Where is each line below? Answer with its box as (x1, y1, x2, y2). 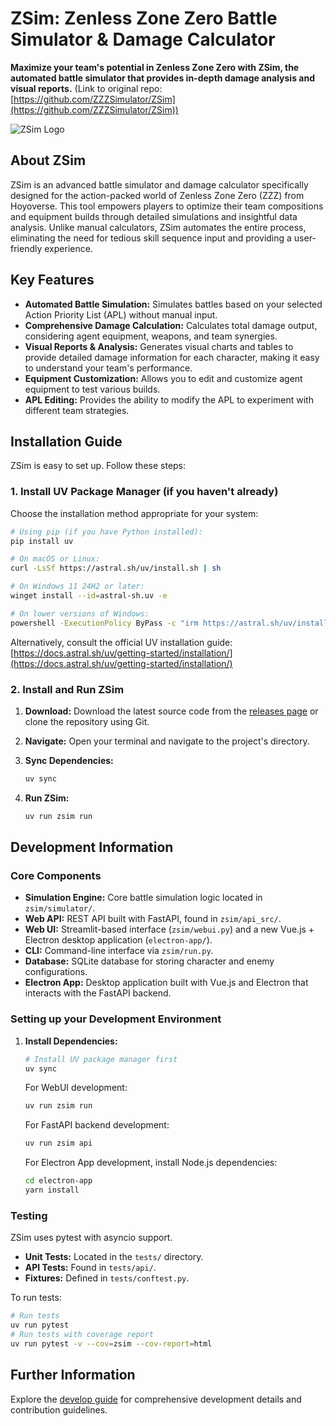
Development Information (10, 839, 174, 856)
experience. (44, 242, 93, 254)
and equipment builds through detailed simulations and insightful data (10, 210, 298, 222)
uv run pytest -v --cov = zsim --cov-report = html (10, 1338, 213, 1349)
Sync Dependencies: (24, 754, 114, 766)
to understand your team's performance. (24, 362, 193, 374)
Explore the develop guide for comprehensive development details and (10, 1393, 302, 1405)
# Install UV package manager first (24, 1054, 178, 1064)
